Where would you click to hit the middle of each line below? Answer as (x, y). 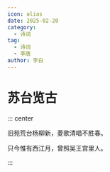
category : (22, 27)
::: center (21, 118)
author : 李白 (26, 61)
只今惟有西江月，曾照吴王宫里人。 (57, 148)
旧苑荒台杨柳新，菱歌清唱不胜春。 (57, 133)
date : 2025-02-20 (33, 21)
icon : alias (25, 14)
